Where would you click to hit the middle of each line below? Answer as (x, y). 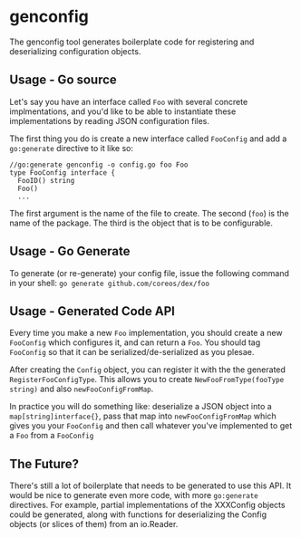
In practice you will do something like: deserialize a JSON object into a (141, 407)
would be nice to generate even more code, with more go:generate (134, 495)
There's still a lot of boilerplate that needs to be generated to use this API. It (150, 485)
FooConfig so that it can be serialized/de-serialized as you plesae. (132, 352)
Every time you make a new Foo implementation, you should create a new (146, 333)
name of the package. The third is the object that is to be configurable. (141, 223)
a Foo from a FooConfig (52, 436)
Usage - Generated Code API (92, 311)
